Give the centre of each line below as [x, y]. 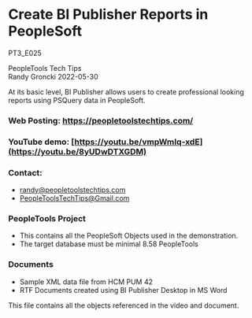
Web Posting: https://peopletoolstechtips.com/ [101, 120]
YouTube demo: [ [41, 142]
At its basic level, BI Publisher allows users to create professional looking [126, 91]
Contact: [25, 172]
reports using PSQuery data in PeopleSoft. [77, 100]
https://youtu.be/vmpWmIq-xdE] [139, 142]
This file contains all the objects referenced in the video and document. [124, 305]
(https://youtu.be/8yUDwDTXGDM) [78, 151]
